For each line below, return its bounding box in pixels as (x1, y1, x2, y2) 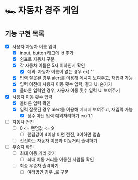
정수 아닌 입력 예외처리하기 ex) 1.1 (27, 112, 93, 118)
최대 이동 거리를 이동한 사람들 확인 (27, 156, 94, 163)
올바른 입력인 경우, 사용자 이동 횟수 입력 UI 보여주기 (19, 87, 120, 93)
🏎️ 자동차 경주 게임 (5, 5, 79, 16)
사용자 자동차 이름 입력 (12, 44, 57, 49)
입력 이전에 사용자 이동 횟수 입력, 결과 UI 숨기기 (19, 81, 112, 87)
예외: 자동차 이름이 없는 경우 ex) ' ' (27, 69, 95, 75)
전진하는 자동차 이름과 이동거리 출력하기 (19, 137, 98, 143)
